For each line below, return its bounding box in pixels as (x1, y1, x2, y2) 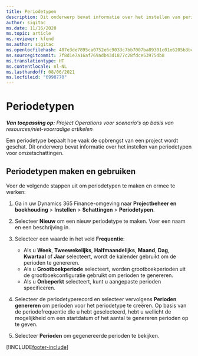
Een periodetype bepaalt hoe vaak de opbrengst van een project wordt (6, 137, 179, 144)
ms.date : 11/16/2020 (6, 25, 57, 31)
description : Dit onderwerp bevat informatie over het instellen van (6, 14, 181, 20)
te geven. (14, 321, 38, 328)
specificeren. (23, 284, 56, 291)
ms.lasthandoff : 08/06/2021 (6, 69, 75, 75)
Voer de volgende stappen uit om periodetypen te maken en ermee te (6, 182, 176, 189)
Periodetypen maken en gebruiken (6, 166, 136, 177)
